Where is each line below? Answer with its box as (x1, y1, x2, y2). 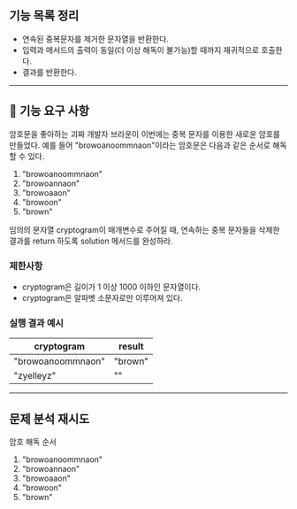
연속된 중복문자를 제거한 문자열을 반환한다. (21, 34, 170, 44)
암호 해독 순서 (9, 436, 57, 447)
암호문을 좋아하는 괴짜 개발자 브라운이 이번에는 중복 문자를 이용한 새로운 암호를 (9, 128, 281, 139)
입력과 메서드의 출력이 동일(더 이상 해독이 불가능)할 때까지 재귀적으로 (21, 44, 259, 55)
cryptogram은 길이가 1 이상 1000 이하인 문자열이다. (21, 281, 202, 292)
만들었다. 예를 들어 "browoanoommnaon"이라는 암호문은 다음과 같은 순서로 (9, 140, 271, 150)
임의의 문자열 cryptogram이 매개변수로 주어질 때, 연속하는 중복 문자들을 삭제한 (9, 224, 280, 235)
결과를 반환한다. (21, 66, 77, 77)
